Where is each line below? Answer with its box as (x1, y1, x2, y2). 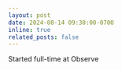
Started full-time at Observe (8, 54, 99, 64)
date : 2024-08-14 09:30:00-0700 (8, 19, 114, 26)
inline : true (8, 26, 51, 33)
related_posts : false (8, 33, 79, 41)
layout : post (8, 11, 51, 19)
